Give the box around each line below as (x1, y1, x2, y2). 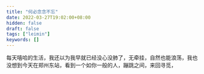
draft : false (6, 25, 39, 32)
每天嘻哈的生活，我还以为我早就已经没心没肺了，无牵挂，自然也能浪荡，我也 (6, 54, 198, 61)
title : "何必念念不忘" (6, 8, 58, 15)
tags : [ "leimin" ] (6, 31, 50, 37)
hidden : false (6, 20, 42, 26)
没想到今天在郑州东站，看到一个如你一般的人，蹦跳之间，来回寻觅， (6, 61, 177, 69)
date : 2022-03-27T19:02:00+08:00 (6, 14, 91, 20)
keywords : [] (6, 37, 39, 43)
